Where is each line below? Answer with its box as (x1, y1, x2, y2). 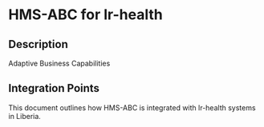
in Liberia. (8, 111, 42, 121)
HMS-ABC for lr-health (8, 6, 163, 24)
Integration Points (8, 81, 100, 95)
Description (8, 38, 68, 51)
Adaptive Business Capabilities (8, 58, 111, 68)
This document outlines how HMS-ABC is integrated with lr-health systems (8, 102, 256, 113)
